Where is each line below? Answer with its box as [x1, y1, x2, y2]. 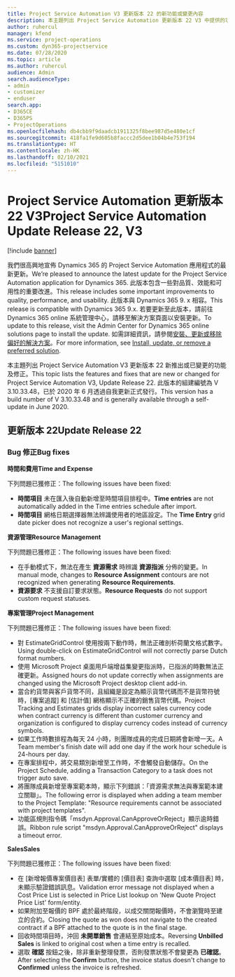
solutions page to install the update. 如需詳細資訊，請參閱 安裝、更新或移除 [7, 329, 222, 338]
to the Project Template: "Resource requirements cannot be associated [17, 799, 222, 807]
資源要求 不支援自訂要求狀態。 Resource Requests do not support [17, 587, 208, 595]
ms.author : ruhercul [7, 62, 68, 69]
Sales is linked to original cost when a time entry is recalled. [17, 940, 191, 948]
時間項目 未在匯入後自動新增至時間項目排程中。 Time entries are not [17, 494, 214, 503]
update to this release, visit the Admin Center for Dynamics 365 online [7, 321, 210, 330]
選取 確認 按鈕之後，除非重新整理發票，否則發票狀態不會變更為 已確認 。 [17, 948, 225, 957]
